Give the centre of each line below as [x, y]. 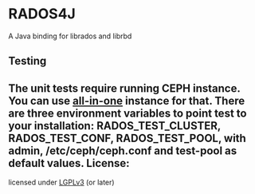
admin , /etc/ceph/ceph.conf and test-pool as [123, 150]
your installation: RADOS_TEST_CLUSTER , [115, 126]
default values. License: [69, 163]
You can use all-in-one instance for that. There [127, 101]
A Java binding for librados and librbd [70, 36]
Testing [27, 61]
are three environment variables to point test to [127, 113]
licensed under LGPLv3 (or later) [61, 182]
